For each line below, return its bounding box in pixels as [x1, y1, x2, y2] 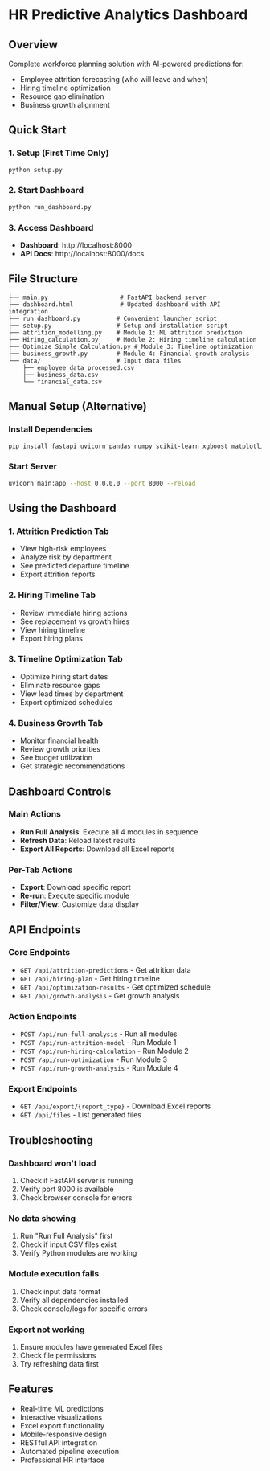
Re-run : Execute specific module [19, 891, 130, 901]
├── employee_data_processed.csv [22, 363, 135, 371]
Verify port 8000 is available [19, 1184, 114, 1194]
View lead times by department [19, 689, 124, 699]
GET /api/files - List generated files [19, 1110, 142, 1120]
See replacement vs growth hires [19, 617, 130, 626]
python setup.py [8, 166, 63, 174]
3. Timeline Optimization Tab [8, 654, 123, 665]
